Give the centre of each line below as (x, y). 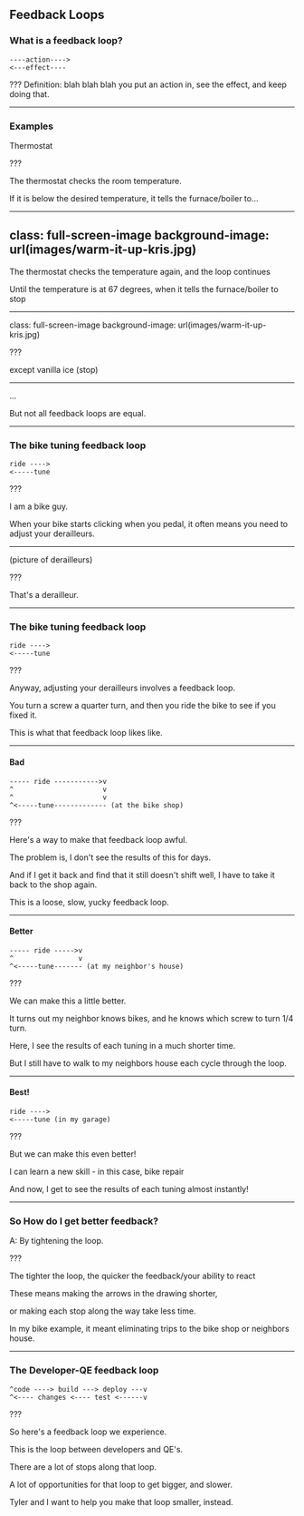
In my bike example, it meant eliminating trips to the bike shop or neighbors (149, 1329)
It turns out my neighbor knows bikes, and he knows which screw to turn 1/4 (152, 1018)
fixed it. (24, 715)
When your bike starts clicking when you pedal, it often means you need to (148, 524)
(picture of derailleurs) (51, 560)
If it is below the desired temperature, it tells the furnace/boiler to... (134, 198)
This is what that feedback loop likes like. (86, 733)
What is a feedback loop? (66, 41)
